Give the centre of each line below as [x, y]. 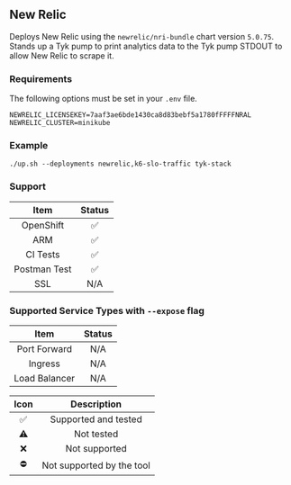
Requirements [41, 78]
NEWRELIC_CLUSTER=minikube [60, 123]
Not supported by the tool [96, 465]
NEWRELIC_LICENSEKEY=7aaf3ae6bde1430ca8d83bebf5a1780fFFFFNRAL [131, 115]
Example [29, 146]
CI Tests [43, 254]
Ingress [44, 364]
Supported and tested [96, 419]
